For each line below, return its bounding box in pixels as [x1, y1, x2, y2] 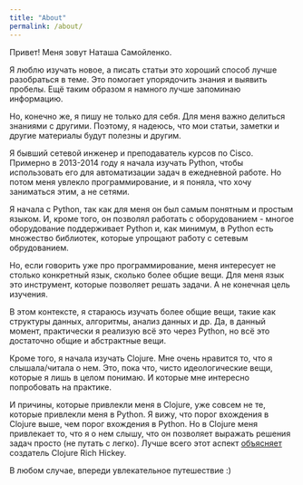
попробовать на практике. [9, 382, 112, 393]
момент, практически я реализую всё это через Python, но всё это [9, 325, 270, 336]
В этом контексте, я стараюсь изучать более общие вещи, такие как [9, 306, 277, 317]
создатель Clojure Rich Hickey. [9, 447, 127, 458]
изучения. [9, 288, 48, 299]
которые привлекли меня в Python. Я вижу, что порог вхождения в [9, 409, 269, 420]
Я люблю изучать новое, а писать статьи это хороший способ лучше [9, 64, 278, 75]
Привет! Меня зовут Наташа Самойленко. [9, 46, 172, 57]
